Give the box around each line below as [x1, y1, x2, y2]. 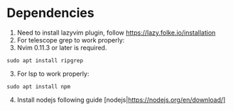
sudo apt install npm [6, 83, 71, 90]
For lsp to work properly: [16, 69, 90, 78]
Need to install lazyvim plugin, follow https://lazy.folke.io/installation [16, 28, 216, 37]
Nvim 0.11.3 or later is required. [16, 43, 107, 52]
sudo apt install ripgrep [6, 57, 83, 64]
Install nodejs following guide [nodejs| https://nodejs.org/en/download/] [16, 95, 226, 104]
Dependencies [6, 5, 94, 21]
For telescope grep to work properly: [16, 35, 125, 44]
